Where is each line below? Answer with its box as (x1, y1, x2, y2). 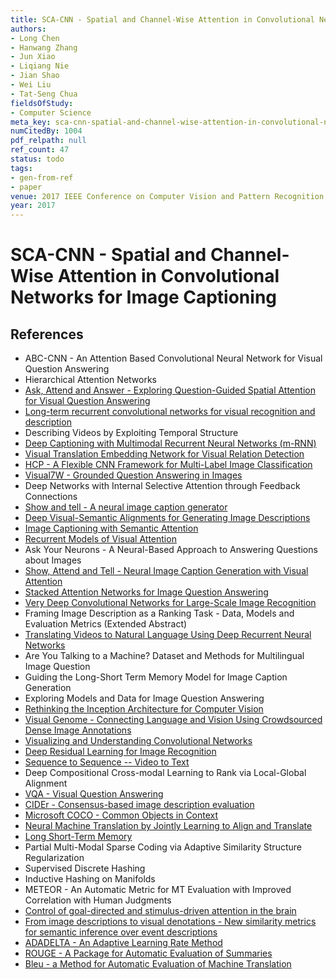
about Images (24, 554, 82, 566)
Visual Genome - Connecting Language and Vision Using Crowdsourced (24, 714, 323, 726)
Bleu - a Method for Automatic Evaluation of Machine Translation (24, 958, 292, 970)
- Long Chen (10, 33, 60, 43)
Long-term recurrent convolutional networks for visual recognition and (24, 406, 316, 418)
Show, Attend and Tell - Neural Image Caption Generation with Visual (24, 565, 309, 577)
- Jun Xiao (10, 52, 56, 62)
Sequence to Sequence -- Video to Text (24, 756, 190, 768)
